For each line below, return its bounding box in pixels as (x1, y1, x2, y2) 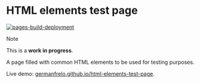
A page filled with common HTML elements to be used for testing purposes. (6, 58, 195, 66)
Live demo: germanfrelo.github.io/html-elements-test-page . (6, 70, 155, 77)
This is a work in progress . (6, 46, 73, 54)
